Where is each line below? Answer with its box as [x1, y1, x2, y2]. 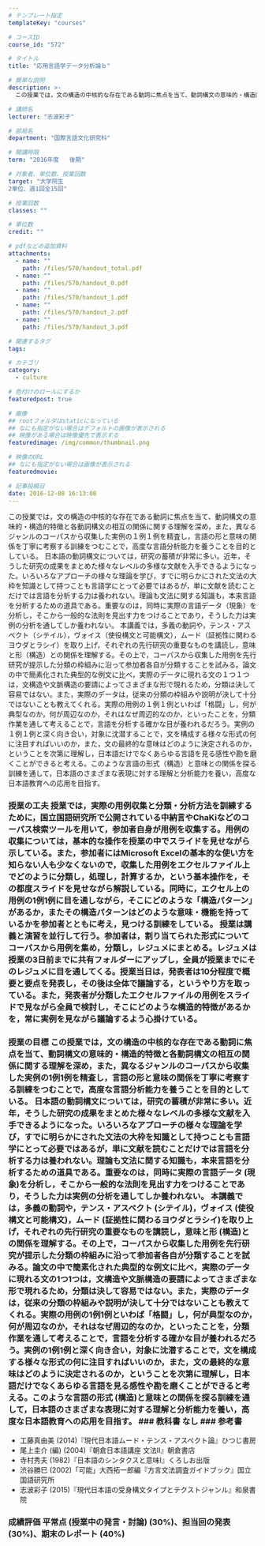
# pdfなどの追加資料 [8, 243, 68, 250]
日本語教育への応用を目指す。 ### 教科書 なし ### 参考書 [24, 1416, 243, 1427]
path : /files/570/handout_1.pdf [22, 294, 129, 302]
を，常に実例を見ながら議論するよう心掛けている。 [8, 1014, 203, 1025]
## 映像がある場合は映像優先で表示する [8, 431, 119, 439]
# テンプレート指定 [8, 11, 63, 20]
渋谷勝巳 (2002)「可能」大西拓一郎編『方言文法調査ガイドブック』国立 [19, 1465, 252, 1474]
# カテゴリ [8, 359, 39, 367]
